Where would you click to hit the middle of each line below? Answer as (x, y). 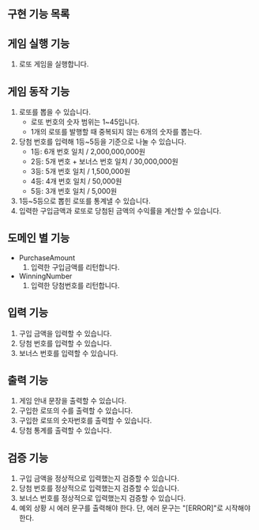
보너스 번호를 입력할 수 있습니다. (68, 353)
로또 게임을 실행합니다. (54, 64)
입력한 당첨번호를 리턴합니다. (75, 285)
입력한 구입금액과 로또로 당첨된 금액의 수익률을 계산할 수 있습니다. (120, 211)
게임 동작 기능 (39, 91)
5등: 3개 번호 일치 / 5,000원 (74, 191)
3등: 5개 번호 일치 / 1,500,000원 (81, 172)
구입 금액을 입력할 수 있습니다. (65, 333)
